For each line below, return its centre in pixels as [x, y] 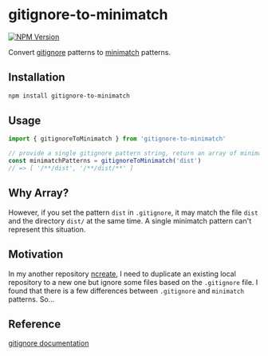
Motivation [36, 254]
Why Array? [39, 193]
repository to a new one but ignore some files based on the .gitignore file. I [133, 282]
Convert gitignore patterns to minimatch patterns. [90, 52]
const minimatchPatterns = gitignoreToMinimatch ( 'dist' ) [105, 161]
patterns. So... [32, 299]
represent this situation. [47, 229]
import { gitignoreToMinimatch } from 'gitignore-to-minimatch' [117, 139]
